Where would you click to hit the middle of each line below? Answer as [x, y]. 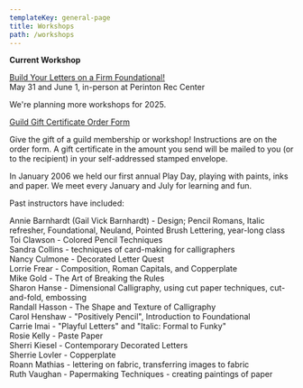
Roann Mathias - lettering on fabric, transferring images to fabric [129, 365]
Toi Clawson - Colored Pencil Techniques [86, 240]
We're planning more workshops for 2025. [88, 105]
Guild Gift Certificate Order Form [70, 122]
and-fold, [27, 298]
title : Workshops [42, 26]
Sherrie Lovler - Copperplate [63, 355]
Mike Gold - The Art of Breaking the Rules [87, 278]
